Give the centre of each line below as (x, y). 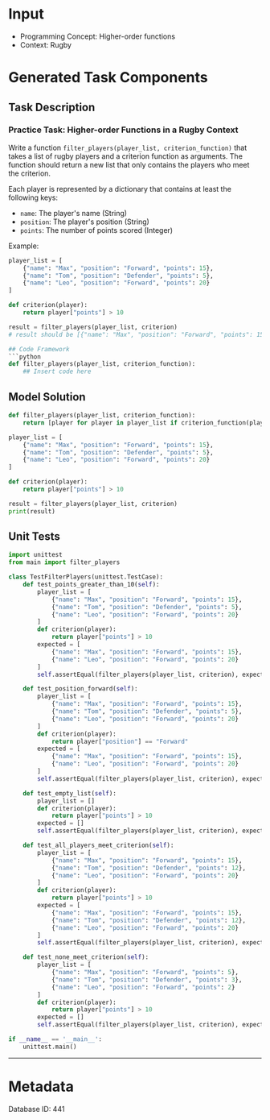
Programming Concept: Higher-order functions (97, 36)
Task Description (52, 107)
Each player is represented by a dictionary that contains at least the (120, 189)
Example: (24, 246)
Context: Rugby (46, 44)
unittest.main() (50, 1047)
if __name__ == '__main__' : (55, 1039)
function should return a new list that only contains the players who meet (129, 164)
